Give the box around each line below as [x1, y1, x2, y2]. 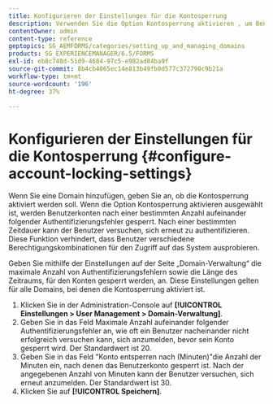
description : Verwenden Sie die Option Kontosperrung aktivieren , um [8, 20, 253, 28]
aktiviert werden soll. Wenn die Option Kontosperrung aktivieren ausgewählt [8, 200, 263, 210]
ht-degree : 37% [8, 87, 60, 96]
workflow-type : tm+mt [8, 72, 82, 80]
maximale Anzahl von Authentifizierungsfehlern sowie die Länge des [8, 267, 238, 277]
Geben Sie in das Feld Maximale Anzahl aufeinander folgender [19, 318, 229, 328]
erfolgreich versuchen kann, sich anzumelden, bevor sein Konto [19, 335, 234, 345]
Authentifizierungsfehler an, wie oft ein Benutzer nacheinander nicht [19, 326, 249, 336]
